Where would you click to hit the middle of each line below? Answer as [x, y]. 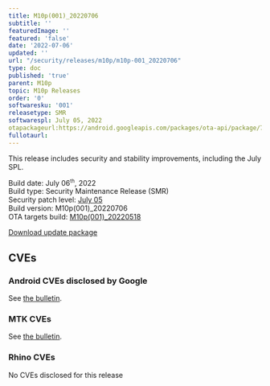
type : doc [25, 68]
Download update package [53, 232]
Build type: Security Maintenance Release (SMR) [89, 191]
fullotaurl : [28, 135]
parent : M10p [30, 83]
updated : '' [28, 53]
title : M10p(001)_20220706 [53, 16]
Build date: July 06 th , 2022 [52, 183]
